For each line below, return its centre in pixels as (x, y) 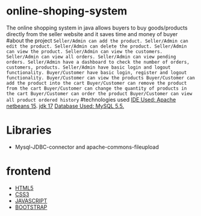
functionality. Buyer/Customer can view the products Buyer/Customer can (101, 78)
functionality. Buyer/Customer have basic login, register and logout (97, 73)
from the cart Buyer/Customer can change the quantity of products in (97, 88)
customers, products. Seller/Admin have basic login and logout (88, 67)
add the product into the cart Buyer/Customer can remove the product (97, 83)
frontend (29, 171)
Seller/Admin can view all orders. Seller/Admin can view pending (91, 57)
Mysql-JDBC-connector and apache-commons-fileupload (87, 147)
